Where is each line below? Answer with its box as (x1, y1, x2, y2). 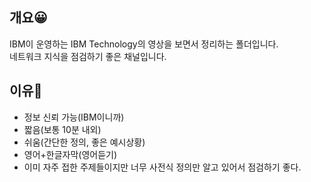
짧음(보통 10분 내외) (23, 123, 102, 135)
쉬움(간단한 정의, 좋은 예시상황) (23, 136, 146, 148)
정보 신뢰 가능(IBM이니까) (23, 111, 125, 123)
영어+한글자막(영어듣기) (23, 148, 118, 160)
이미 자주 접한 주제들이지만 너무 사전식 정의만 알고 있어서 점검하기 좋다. (23, 161, 302, 173)
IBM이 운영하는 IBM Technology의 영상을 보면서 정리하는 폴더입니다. (9, 38, 279, 50)
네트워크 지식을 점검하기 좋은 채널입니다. (9, 50, 167, 62)
